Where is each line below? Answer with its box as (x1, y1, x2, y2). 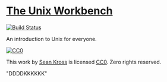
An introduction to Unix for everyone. (6, 35, 97, 42)
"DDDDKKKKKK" (6, 70, 48, 77)
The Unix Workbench (6, 4, 113, 18)
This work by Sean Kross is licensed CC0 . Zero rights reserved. (6, 58, 162, 65)
